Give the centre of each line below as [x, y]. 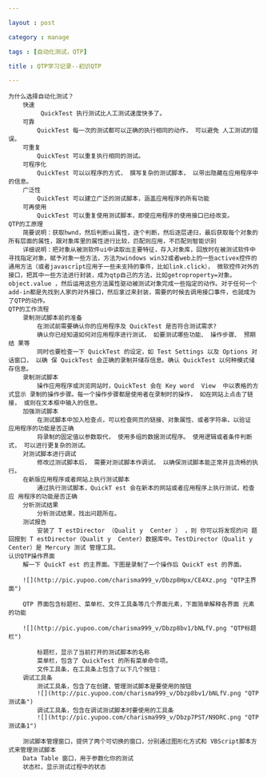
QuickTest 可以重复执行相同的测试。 [91, 156]
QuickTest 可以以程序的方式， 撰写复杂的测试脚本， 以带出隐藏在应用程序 [145, 173]
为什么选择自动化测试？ [41, 97]
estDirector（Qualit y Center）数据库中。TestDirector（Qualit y [145, 539]
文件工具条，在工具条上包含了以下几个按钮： [100, 670]
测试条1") [23, 726]
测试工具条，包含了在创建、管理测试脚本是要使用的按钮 [114, 687]
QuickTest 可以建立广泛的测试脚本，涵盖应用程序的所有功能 [124, 199]
